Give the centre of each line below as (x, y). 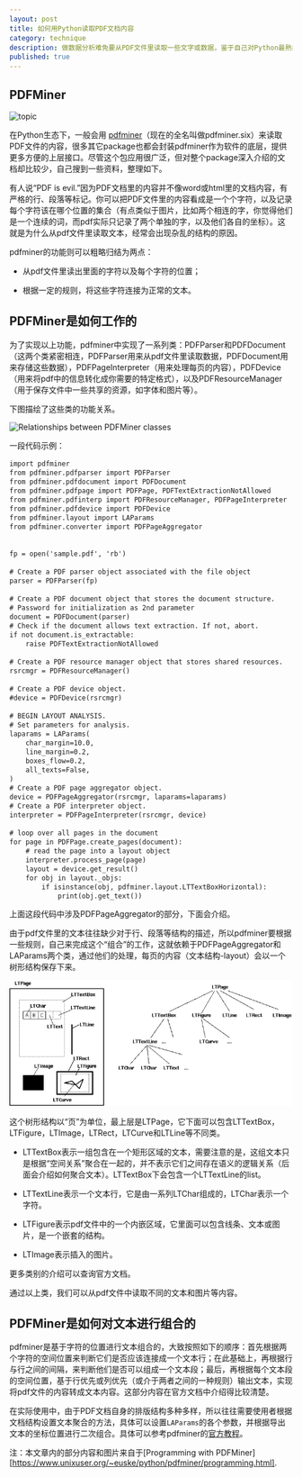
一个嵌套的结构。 (78, 1235)
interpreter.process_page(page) (86, 860)
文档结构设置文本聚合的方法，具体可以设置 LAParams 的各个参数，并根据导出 (147, 1422)
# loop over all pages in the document (84, 833)
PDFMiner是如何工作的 (73, 321)
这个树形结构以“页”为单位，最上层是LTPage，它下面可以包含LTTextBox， (145, 1121)
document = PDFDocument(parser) (70, 617)
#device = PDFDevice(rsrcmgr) (66, 698)
